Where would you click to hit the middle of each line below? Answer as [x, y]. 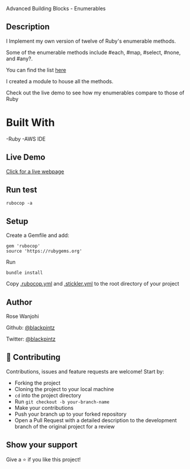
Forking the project [37, 383]
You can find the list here [36, 70]
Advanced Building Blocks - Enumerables [56, 9]
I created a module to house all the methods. [60, 81]
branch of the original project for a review [65, 426]
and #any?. [20, 59]
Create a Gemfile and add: [38, 235]
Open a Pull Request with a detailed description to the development [96, 420]
